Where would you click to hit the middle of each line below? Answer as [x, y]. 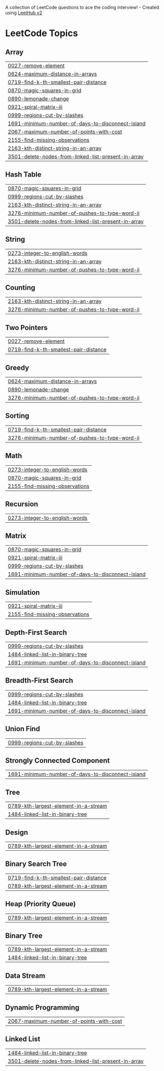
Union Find [23, 729]
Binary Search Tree [36, 864]
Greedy [17, 367]
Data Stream [25, 976]
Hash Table [23, 175]
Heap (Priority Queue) [40, 904]
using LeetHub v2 [24, 13]
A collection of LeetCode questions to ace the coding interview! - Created [82, 7]
